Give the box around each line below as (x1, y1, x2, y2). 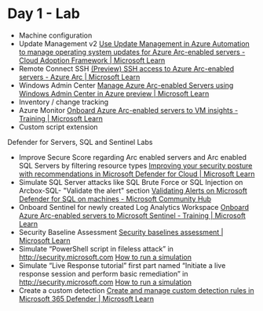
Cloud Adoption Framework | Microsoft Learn (18, 56, 166, 65)
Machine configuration (18, 31, 93, 40)
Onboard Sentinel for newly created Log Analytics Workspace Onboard (18, 202, 249, 212)
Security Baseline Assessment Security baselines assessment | (18, 227, 224, 237)
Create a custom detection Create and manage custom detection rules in (18, 285, 254, 295)
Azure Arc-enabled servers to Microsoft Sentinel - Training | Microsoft (18, 211, 247, 220)
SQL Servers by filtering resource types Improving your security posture (18, 161, 253, 170)
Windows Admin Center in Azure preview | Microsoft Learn (18, 89, 210, 98)
